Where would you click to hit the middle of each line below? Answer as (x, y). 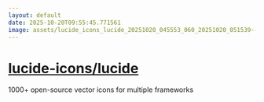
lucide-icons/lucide (73, 68)
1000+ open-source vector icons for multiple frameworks (101, 90)
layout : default (35, 15)
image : (19, 30)
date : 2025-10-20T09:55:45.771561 (65, 23)
